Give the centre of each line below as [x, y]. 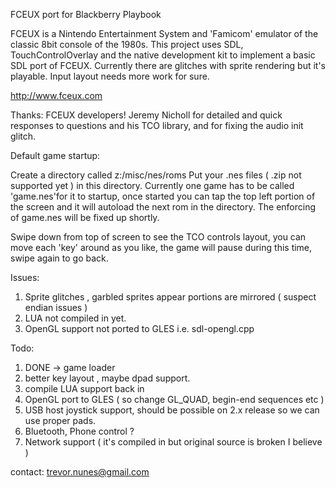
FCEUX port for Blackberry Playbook [86, 14]
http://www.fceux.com [56, 95]
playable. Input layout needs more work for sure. [110, 76]
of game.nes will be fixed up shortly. [85, 217]
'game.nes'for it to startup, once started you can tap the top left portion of [163, 196]
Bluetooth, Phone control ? [79, 431]
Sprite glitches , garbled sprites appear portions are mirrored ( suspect [170, 297]
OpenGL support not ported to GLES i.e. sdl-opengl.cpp [139, 328]
